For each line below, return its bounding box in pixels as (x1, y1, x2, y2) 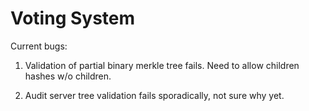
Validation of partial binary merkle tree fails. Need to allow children (24, 59, 300, 71)
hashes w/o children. (24, 70, 112, 82)
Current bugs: (10, 40, 68, 52)
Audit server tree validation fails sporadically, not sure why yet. (24, 89, 285, 101)
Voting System (10, 7, 136, 30)
